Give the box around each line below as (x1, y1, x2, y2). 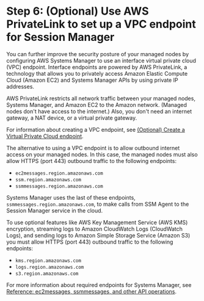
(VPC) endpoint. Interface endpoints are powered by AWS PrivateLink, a (6, 63, 188, 71)
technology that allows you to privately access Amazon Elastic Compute (6, 70, 188, 77)
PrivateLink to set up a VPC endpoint (6, 17, 197, 31)
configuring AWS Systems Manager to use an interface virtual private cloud (6, 57, 197, 64)
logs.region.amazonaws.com (15, 264, 84, 270)
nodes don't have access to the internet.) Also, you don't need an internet (6, 107, 192, 115)
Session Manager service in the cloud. (6, 206, 103, 214)
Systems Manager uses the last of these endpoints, (6, 194, 136, 201)
